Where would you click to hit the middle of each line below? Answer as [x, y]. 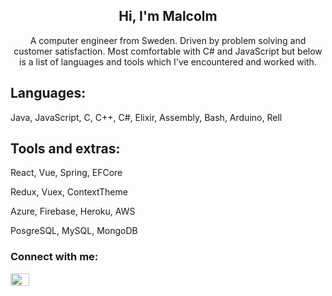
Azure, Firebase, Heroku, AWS [73, 211]
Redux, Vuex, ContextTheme [69, 192]
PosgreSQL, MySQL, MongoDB [74, 231]
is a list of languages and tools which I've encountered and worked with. [168, 61]
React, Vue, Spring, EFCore [66, 173]
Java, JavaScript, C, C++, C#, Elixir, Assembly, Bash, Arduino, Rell [146, 117]
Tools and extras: [65, 149]
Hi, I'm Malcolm [168, 16]
